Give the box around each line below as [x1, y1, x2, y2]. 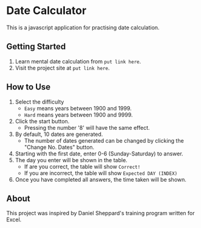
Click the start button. [15, 117, 70, 125]
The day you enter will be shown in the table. [15, 156, 128, 163]
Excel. [6, 216, 22, 223]
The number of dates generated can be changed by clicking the [24, 137, 184, 144]
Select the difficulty [15, 98, 64, 105]
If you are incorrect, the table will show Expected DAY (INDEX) [24, 169, 178, 177]
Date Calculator [6, 4, 87, 18]
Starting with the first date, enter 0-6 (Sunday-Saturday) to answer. [15, 150, 183, 157]
